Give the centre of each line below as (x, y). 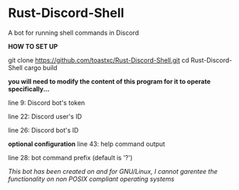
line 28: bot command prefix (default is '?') (70, 157)
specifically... (29, 89)
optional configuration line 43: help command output (87, 144)
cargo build (41, 67)
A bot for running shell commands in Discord (74, 33)
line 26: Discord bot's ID (43, 130)
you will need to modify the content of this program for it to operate (110, 81)
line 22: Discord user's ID (45, 116)
